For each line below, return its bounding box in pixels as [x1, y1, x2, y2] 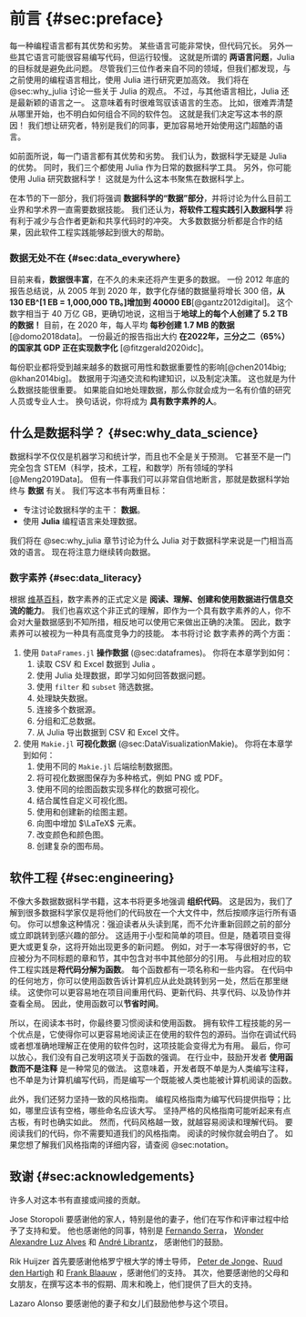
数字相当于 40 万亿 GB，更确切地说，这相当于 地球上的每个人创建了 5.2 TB [9, 309, 289, 319]
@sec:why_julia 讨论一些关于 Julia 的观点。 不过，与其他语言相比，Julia [9, 86, 280, 96]
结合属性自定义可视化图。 [36, 795, 133, 806]
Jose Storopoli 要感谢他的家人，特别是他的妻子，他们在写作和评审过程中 [9, 1213, 281, 1224]
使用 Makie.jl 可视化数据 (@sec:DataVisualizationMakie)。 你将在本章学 [22, 738, 293, 749]
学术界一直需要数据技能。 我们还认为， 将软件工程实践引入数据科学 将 [33, 204, 293, 215]
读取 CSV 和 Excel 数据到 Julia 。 [36, 659, 161, 670]
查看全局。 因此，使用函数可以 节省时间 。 [9, 998, 164, 1009]
